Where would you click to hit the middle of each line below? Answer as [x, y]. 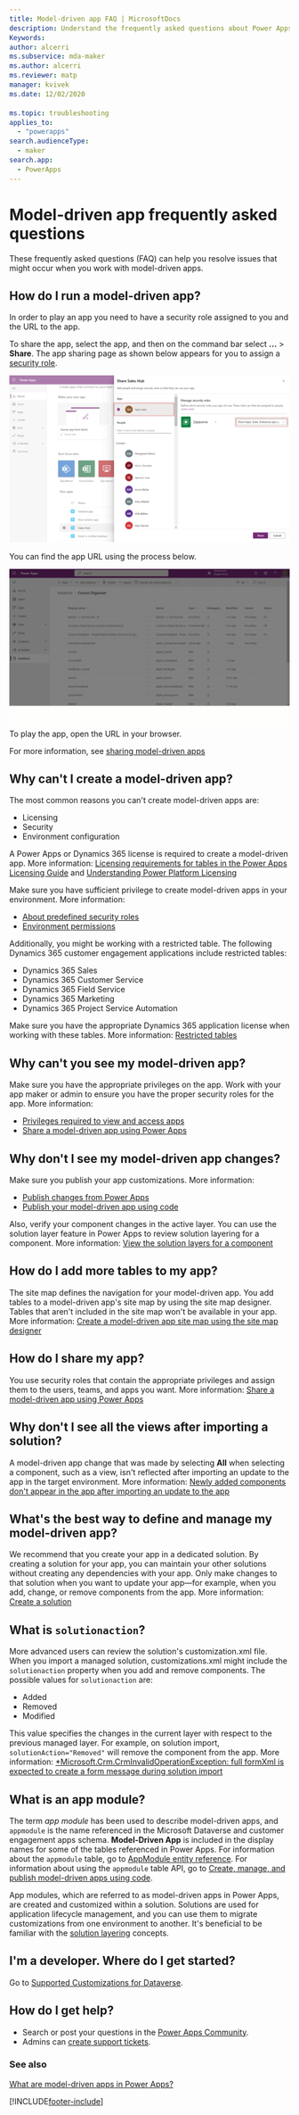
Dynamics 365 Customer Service [83, 980]
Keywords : [28, 37]
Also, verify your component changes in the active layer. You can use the [143, 1224]
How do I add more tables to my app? [113, 1271]
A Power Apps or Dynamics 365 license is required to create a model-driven [149, 854]
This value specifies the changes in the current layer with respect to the [141, 1733]
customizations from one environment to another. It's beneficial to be [136, 1923]
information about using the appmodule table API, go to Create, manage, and [148, 1868]
